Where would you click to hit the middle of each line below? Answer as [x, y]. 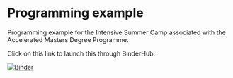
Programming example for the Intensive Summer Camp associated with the [117, 32]
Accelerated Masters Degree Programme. [68, 39]
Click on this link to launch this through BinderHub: [81, 53]
